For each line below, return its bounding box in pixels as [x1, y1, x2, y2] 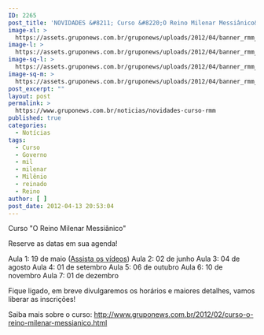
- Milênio [15, 173, 47, 181]
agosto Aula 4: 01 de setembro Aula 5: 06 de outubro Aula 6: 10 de [8, 262, 223, 272]
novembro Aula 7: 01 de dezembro [8, 271, 119, 281]
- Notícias [15, 128, 51, 136]
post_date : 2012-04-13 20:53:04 [8, 202, 114, 210]
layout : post [8, 92, 51, 100]
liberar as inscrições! [8, 295, 76, 304]
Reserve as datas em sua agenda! [8, 239, 118, 248]
